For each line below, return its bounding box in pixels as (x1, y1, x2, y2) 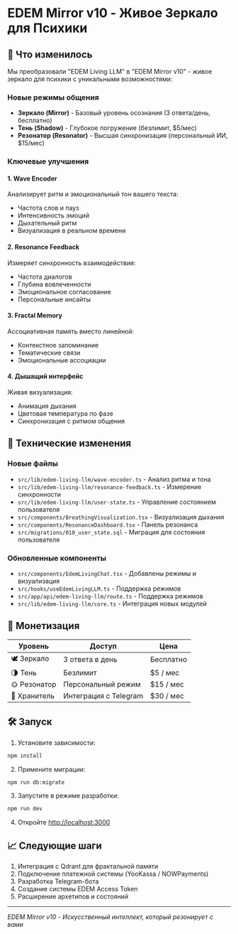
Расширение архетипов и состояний (17, 892, 129, 901)
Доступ (89, 641, 117, 651)
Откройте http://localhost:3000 (17, 818, 110, 827)
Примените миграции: (17, 765, 86, 773)
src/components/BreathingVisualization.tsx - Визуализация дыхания (17, 512, 225, 521)
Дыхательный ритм (17, 219, 77, 227)
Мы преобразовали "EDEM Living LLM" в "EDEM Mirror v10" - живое (7, 68, 212, 75)
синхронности (17, 490, 62, 498)
